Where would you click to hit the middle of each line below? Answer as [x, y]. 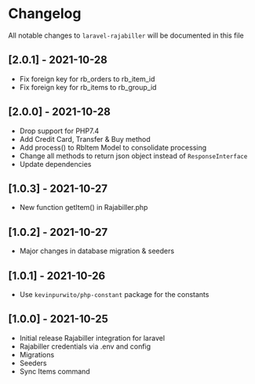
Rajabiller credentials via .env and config [85, 346]
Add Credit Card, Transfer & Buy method [85, 139]
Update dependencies [55, 164]
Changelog [45, 14]
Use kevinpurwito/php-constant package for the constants [114, 294]
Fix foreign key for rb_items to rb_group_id [88, 87]
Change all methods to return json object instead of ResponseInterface [133, 156]
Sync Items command [55, 371]
